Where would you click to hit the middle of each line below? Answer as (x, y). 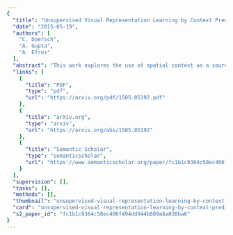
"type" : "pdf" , (47, 91)
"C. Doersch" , (39, 40)
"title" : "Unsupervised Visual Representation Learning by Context (113, 20)
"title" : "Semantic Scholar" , (69, 149)
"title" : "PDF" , (48, 85)
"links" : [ (29, 72)
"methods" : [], (35, 195)
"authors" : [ (32, 33)
